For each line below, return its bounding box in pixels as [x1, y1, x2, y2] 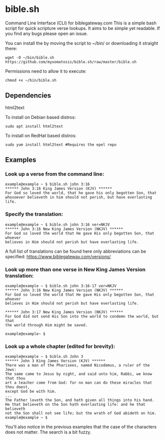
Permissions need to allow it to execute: [5, 68, 87, 74]
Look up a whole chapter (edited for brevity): [5, 342, 115, 349]
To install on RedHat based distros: [5, 132, 77, 138]
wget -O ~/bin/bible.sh [5, 55, 55, 60]
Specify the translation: [5, 211, 64, 218]
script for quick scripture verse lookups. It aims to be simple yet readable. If [5, 25, 160, 31]
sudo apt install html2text [5, 123, 64, 129]
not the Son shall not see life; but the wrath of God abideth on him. [5, 411, 157, 416]
